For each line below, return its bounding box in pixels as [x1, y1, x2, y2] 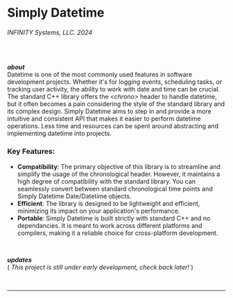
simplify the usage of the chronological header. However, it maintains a [17, 170, 221, 178]
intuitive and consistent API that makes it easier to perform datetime [7, 114, 201, 123]
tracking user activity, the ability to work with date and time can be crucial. [7, 85, 221, 94]
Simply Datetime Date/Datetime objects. [17, 192, 132, 200]
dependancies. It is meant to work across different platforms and [17, 221, 202, 229]
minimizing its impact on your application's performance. [17, 207, 180, 215]
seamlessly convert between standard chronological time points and [17, 184, 213, 193]
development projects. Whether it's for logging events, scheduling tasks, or [7, 78, 223, 86]
